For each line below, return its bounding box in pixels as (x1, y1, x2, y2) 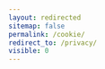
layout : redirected (8, 13, 82, 22)
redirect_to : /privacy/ (8, 38, 98, 47)
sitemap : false (8, 22, 66, 30)
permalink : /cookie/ (8, 30, 86, 39)
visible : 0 (8, 47, 49, 56)
